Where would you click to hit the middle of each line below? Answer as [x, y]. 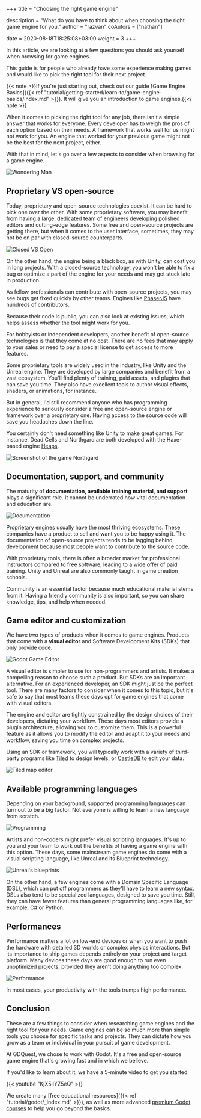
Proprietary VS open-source [60, 191]
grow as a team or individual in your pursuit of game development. [88, 1042]
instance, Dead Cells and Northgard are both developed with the [86, 439]
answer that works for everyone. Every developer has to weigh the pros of [98, 123]
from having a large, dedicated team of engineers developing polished [93, 218]
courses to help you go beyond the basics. [59, 1108]
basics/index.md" [28, 99]
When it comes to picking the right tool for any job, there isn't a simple [93, 117]
